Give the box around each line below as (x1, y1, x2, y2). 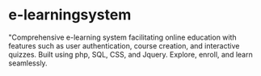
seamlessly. (8, 58, 48, 68)
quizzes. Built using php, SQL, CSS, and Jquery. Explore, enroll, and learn (8, 49, 253, 59)
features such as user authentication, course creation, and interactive (8, 40, 240, 50)
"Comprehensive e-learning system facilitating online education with (8, 32, 237, 42)
